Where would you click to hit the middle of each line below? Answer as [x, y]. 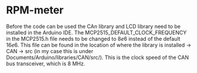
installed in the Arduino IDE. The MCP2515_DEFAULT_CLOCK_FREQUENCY [96, 32]
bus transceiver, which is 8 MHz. [46, 63]
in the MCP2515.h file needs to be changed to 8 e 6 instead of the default [93, 39]
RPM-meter [35, 10]
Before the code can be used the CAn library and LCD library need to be [94, 26]
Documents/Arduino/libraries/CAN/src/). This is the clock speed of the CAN [98, 57]
